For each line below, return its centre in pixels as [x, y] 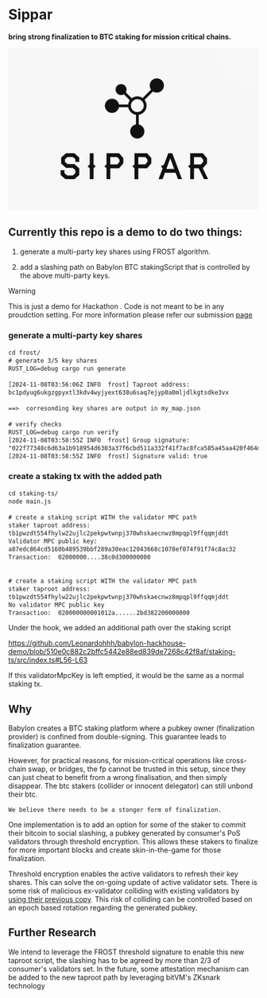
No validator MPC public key [56, 605]
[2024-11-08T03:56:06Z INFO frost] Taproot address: [99, 384]
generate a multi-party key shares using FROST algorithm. [115, 251]
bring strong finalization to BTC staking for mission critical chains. [120, 37]
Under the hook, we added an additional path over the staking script [120, 628]
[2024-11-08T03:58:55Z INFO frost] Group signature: [99, 440]
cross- [236, 760]
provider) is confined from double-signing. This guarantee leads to [117, 736]
